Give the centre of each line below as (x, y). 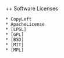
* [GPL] (15, 35)
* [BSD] (15, 40)
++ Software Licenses (32, 8)
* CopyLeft (19, 19)
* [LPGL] (16, 29)
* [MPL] (15, 50)
